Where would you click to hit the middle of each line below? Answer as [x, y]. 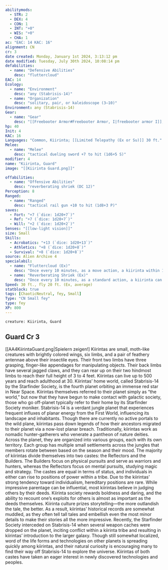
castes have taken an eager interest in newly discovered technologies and [81, 556]
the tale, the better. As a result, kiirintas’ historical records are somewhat [80, 509]
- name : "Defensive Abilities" [42, 71]
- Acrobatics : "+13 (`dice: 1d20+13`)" [51, 243]
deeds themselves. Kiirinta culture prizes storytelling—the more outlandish [82, 503]
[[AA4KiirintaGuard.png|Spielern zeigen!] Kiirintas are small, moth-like [77, 349]
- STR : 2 [19, 15]
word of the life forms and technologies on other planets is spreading [76, 541]
